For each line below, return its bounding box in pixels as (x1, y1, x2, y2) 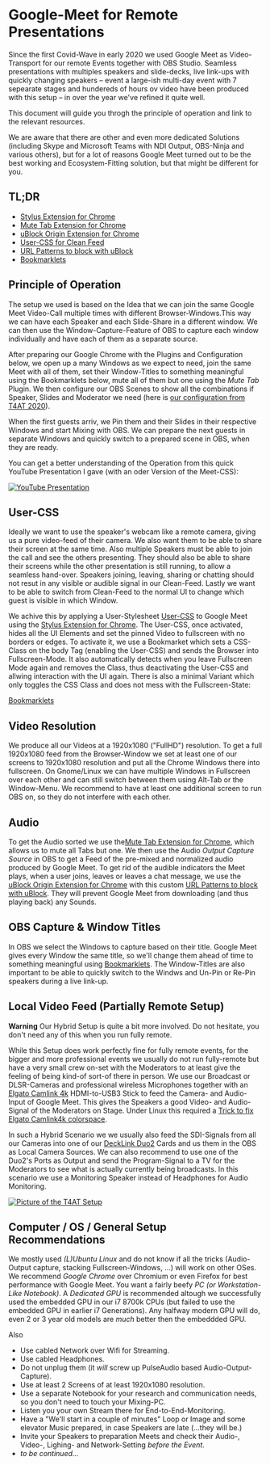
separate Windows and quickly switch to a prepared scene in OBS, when (8, 434, 250, 444)
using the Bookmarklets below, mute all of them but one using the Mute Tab (8, 375, 260, 385)
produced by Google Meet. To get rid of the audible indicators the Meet (8, 863, 246, 872)
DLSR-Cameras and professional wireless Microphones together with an (8, 1080, 248, 1089)
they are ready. (8, 442, 59, 452)
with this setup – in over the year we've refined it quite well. (8, 92, 206, 102)
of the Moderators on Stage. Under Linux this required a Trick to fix (31, 1105, 254, 1115)
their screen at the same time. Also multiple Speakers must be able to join (8, 544, 252, 554)
